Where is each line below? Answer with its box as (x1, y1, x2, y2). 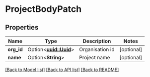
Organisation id (79, 46, 115, 53)
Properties (5, 23, 39, 32)
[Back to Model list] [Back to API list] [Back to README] (5, 67, 119, 73)
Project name (79, 54, 110, 61)
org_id (7, 46, 23, 53)
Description (82, 38, 111, 44)
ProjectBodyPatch (5, 3, 82, 15)
